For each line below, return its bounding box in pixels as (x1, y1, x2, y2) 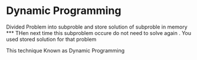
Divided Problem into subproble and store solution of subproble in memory (6, 23, 188, 30)
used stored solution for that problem (6, 36, 97, 43)
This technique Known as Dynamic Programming (6, 47, 125, 54)
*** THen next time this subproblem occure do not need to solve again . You (6, 29, 192, 36)
